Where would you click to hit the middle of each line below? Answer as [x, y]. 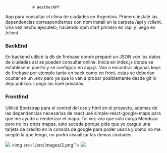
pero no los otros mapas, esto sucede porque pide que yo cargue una [78, 124]
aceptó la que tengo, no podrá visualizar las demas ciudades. [69, 134]
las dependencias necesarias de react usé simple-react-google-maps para [83, 113]
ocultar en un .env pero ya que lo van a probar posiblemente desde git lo [81, 78]
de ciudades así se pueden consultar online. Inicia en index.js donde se [79, 62]
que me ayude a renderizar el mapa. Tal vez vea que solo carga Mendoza [81, 118]
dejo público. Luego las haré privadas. [45, 84]
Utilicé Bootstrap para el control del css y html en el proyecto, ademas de [81, 108]
